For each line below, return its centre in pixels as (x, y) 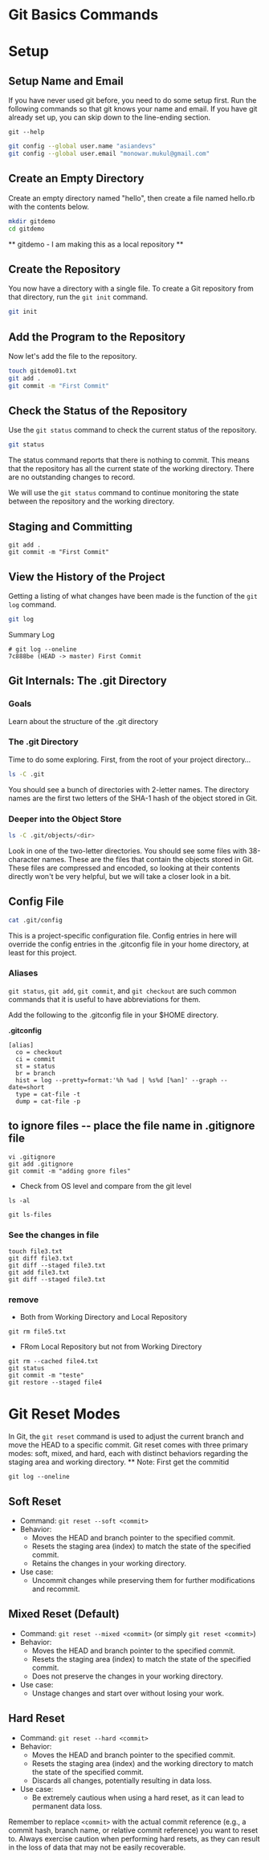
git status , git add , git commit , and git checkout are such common (122, 991)
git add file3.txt (39, 1272)
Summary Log (31, 634)
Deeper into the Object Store (65, 819)
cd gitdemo (26, 229)
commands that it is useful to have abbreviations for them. (104, 999)
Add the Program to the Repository (97, 337)
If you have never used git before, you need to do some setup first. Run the (132, 100)
